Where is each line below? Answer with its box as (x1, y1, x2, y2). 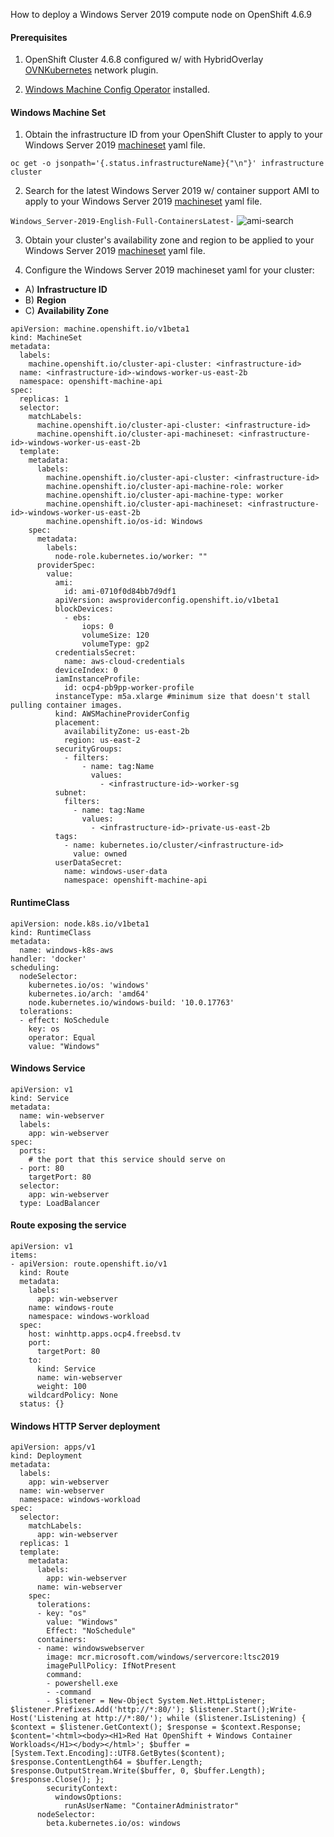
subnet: (54, 788, 87, 798)
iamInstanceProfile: (54, 674, 141, 684)
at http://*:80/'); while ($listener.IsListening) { (81, 1714, 307, 1724)
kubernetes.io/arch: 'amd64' (28, 989, 150, 999)
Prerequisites (10, 31, 68, 43)
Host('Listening (10, 1714, 78, 1724)
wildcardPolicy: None (28, 1390, 118, 1401)
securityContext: (46, 1784, 118, 1794)
